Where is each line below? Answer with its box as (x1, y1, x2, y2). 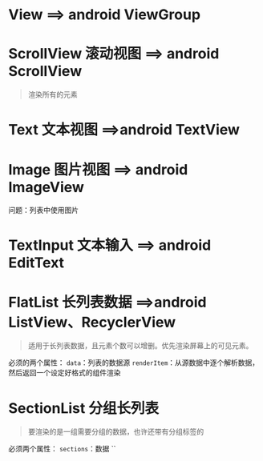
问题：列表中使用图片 (8, 206, 79, 215)
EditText (8, 254, 65, 272)
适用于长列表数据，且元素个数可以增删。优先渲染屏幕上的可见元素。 (27, 341, 253, 351)
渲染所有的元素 (27, 90, 78, 99)
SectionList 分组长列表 (8, 399, 159, 417)
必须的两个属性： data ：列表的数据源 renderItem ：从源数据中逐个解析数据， (8, 358, 260, 367)
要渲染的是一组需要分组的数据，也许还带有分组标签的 (27, 427, 204, 437)
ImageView (8, 178, 84, 196)
